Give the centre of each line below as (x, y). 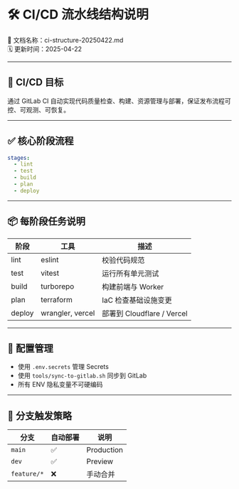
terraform (57, 299)
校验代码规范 (123, 260)
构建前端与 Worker (133, 286)
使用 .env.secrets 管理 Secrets (63, 367)
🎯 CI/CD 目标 (36, 82)
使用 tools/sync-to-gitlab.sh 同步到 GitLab (82, 376)
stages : (19, 158)
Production (105, 450)
